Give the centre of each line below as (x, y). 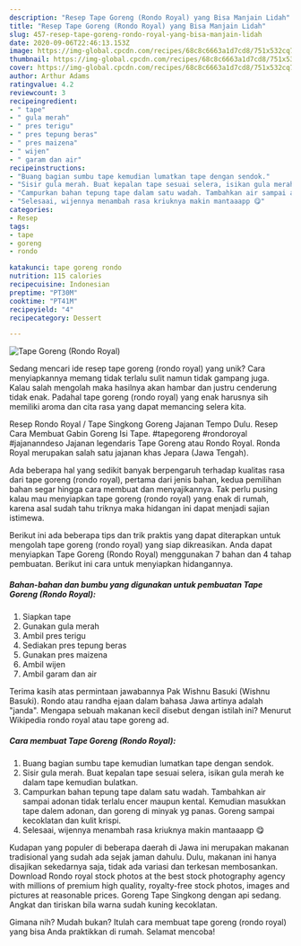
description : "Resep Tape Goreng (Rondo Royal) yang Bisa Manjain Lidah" (150, 18)
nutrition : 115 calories (56, 276)
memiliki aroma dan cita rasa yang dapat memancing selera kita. (128, 407)
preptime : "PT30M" (43, 293)
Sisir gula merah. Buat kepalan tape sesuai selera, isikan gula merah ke (153, 773)
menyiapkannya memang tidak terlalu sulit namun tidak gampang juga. (140, 378)
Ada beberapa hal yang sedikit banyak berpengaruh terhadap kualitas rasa (147, 470)
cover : (21, 68)
